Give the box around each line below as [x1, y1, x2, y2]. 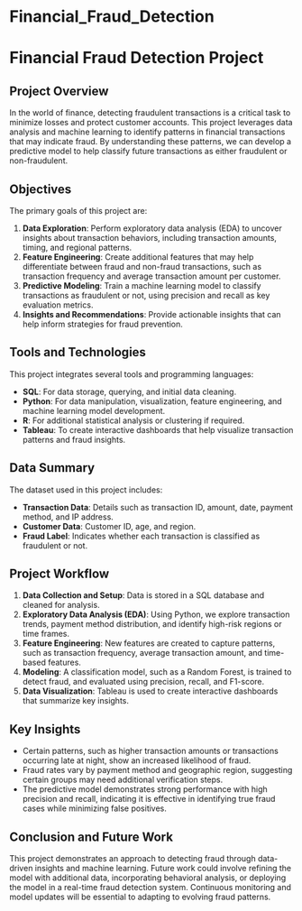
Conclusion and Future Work [9, 829, 174, 844]
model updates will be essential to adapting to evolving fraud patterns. [9, 891, 271, 903]
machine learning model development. [22, 405, 166, 416]
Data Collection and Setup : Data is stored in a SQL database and [22, 590, 265, 601]
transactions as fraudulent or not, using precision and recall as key [22, 290, 270, 300]
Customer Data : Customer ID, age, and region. [22, 520, 197, 531]
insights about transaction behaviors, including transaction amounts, [22, 233, 278, 243]
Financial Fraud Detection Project [9, 48, 264, 69]
